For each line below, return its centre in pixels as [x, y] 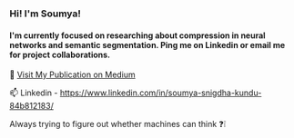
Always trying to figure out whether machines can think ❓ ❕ [118, 124]
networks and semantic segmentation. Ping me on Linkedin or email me [147, 44]
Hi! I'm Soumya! [46, 14]
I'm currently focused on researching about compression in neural [137, 35]
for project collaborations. [60, 54]
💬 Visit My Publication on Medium [73, 74]
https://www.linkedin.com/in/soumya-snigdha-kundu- [161, 93]
